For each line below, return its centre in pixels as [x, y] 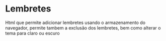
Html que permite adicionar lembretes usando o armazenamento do [75, 22]
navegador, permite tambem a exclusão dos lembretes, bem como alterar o [83, 27]
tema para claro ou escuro [32, 33]
